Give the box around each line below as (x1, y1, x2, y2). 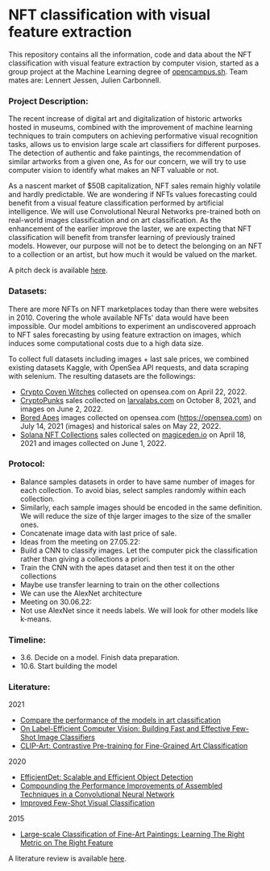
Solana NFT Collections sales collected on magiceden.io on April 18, (19, 430, 247, 440)
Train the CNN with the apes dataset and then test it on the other (19, 562, 235, 572)
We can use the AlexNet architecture (19, 588, 143, 598)
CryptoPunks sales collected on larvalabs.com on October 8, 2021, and (19, 395, 256, 405)
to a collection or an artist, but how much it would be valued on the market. (8, 250, 258, 259)
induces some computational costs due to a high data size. (8, 338, 204, 348)
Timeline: (8, 634, 47, 646)
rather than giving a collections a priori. (19, 553, 151, 563)
